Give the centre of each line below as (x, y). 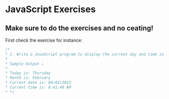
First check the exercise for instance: (44, 40)
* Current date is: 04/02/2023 (38, 83)
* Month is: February (28, 78)
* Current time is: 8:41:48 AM (38, 87)
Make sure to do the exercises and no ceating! (79, 28)
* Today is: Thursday (28, 73)
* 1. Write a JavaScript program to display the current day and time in (85, 54)
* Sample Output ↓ (25, 64)
